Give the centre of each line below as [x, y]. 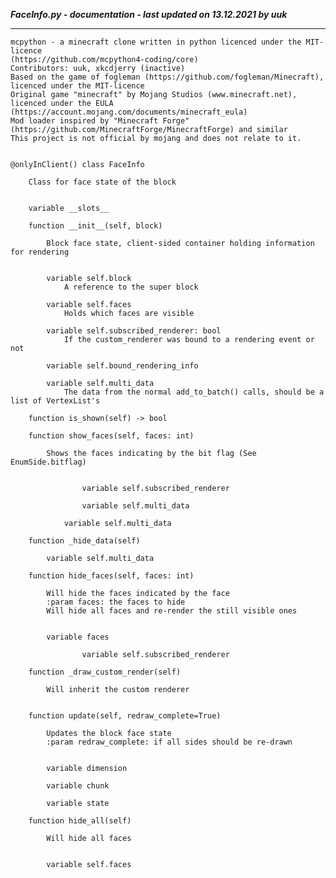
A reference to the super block [131, 287]
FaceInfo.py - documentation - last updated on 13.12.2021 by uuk [149, 14]
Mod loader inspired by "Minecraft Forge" [100, 121]
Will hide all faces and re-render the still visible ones [172, 611]
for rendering [40, 252]
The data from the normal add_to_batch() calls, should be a [194, 392]
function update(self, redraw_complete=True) [125, 716]
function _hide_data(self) [84, 541]
